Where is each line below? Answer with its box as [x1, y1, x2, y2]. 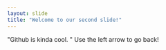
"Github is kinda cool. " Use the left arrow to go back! [7, 35, 159, 43]
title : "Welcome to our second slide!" [7, 16, 122, 23]
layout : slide [7, 10, 48, 17]
